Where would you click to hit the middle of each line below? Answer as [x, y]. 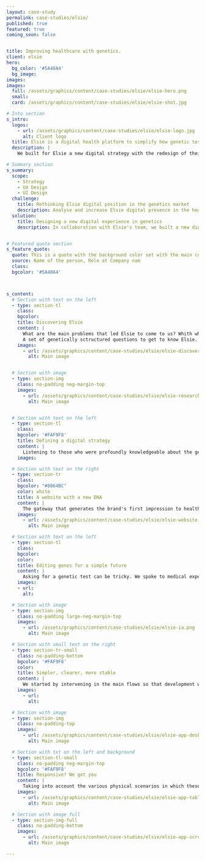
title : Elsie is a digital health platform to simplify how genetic [101, 142]
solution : [24, 216]
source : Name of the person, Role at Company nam [76, 261]
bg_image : [24, 74]
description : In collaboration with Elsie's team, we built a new [103, 227]
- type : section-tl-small [45, 757]
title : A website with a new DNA [60, 497]
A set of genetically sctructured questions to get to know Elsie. [110, 339]
